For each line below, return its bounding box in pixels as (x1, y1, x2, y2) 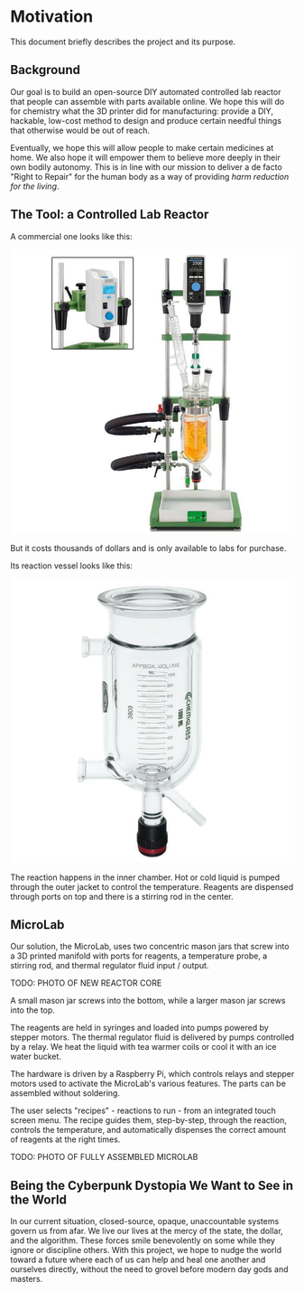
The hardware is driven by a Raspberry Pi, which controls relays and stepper (10, 1069, 295, 1080)
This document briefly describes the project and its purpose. (10, 36, 236, 47)
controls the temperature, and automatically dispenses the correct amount (10, 1125, 287, 1136)
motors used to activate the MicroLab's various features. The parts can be (10, 1078, 287, 1090)
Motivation (10, 6, 94, 27)
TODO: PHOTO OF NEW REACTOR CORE (10, 978, 162, 988)
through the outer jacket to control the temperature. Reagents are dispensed (10, 881, 294, 892)
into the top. (10, 1005, 55, 1015)
